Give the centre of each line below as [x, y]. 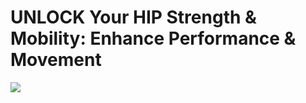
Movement [56, 60]
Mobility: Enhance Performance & [153, 38]
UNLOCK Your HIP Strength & [133, 17]
